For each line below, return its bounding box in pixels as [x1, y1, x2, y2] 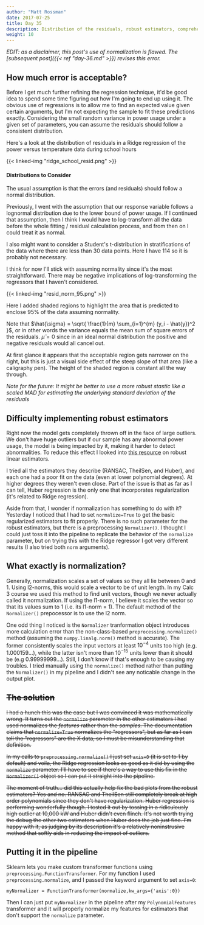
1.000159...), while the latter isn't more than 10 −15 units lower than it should [6, 648, 192, 657]
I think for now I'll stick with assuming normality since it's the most [6, 265, 172, 273]
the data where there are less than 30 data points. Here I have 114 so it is [6, 247, 188, 254]
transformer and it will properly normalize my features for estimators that [6, 905, 188, 912]
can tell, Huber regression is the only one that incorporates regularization [6, 486, 189, 494]
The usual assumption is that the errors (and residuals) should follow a [6, 185, 183, 192]
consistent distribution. [6, 127, 64, 134]
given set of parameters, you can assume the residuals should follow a [6, 120, 183, 128]
